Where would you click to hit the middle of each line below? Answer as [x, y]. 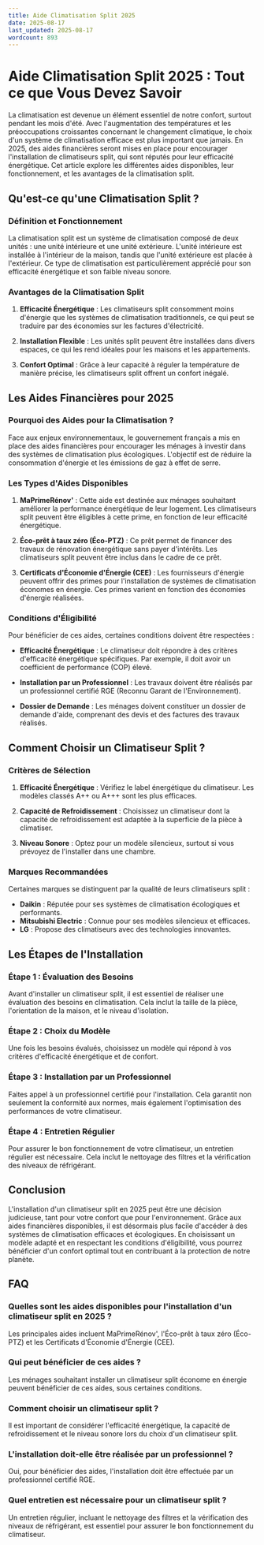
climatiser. [36, 828]
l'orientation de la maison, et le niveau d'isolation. [89, 1011]
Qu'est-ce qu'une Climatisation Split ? [104, 198]
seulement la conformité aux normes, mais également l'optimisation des [125, 1102]
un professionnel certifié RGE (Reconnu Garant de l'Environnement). [130, 691]
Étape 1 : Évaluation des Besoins [71, 977]
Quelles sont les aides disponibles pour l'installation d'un [120, 1307]
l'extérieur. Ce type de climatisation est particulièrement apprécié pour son [130, 263]
